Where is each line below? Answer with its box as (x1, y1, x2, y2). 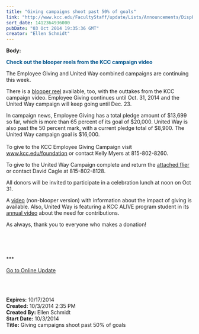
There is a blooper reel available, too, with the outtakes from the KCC (6, 88, 175, 95)
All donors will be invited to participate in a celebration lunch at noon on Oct (6, 179, 191, 186)
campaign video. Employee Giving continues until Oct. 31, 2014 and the (6, 94, 179, 101)
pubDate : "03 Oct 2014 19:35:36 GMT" (6, 25, 99, 31)
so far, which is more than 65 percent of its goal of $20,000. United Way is (6, 118, 188, 125)
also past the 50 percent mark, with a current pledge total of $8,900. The (6, 125, 185, 132)
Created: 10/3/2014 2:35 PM (6, 303, 76, 310)
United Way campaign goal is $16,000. (6, 131, 100, 138)
